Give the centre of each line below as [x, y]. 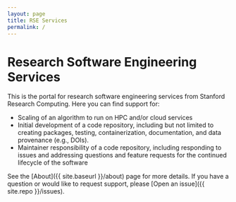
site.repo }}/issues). [36, 191]
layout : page [26, 14]
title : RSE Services [38, 20]
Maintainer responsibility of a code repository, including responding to [119, 148]
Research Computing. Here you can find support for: [83, 104]
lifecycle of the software [52, 162]
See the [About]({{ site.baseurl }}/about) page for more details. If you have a [118, 177]
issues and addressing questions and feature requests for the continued [122, 155]
